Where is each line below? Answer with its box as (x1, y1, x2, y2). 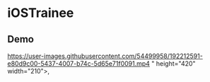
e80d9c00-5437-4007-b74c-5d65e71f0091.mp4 (7, 59, 151, 68)
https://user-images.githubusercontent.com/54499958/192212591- (7, 52, 203, 60)
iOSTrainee (7, 5, 74, 21)
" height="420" (151, 59, 196, 68)
